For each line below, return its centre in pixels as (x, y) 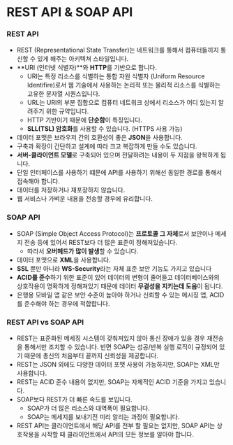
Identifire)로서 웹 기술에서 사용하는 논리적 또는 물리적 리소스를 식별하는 (124, 85)
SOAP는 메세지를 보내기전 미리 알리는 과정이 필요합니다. (103, 417)
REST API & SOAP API (70, 12)
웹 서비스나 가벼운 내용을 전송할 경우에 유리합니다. (84, 199)
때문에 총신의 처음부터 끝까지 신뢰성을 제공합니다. (91, 356)
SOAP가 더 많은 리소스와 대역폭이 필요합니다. (89, 408)
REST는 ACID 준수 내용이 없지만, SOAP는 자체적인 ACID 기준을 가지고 (112, 382)
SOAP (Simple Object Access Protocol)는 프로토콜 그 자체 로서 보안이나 (115, 233)
